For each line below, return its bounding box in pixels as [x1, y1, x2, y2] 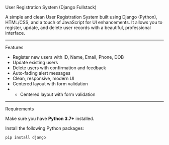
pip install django [5, 135, 46, 140]
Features [5, 45, 24, 50]
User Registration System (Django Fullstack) [5, 5, 97, 10]
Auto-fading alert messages [12, 70, 71, 76]
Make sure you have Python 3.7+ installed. [5, 115, 95, 121]
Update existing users [12, 60, 58, 65]
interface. [5, 30, 25, 36]
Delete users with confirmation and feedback [12, 65, 107, 71]
